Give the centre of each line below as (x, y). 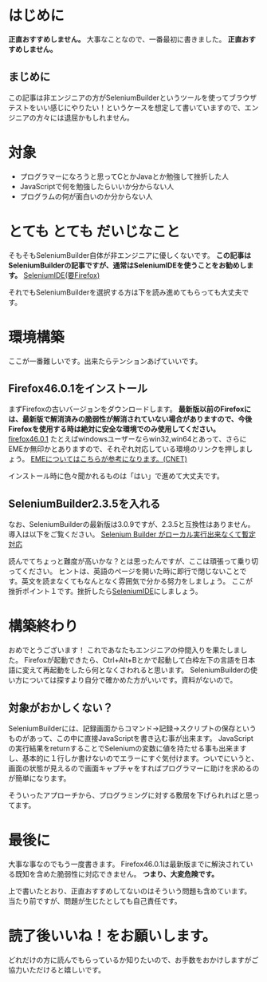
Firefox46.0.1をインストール (78, 388)
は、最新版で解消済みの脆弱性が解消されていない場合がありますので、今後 (130, 419)
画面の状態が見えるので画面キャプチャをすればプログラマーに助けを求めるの (134, 768)
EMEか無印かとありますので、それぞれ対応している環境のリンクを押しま (127, 449)
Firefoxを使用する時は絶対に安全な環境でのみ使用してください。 (114, 429)
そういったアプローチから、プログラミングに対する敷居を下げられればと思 (130, 795)
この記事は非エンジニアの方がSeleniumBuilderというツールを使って (119, 97)
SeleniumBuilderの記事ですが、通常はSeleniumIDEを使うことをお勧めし (128, 265)
